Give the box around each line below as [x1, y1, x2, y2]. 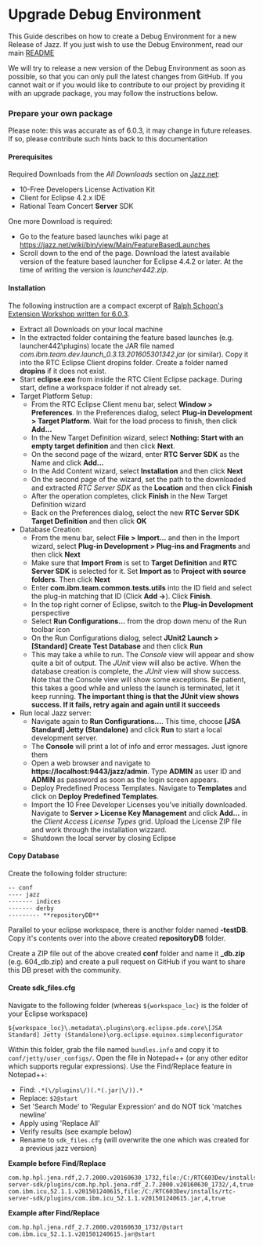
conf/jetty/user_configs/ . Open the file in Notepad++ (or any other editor [8, 1054, 249, 1063]
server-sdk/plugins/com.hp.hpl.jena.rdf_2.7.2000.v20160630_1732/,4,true [8, 1181, 254, 1189]
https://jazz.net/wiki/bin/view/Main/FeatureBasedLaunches [19, 240, 211, 250]
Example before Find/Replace [8, 1159, 106, 1168]
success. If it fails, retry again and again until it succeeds [31, 700, 221, 709]
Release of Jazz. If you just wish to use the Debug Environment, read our [8, 39, 243, 49]
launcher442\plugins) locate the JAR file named [19, 341, 175, 350]
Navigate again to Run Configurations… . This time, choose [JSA [31, 716, 241, 725]
